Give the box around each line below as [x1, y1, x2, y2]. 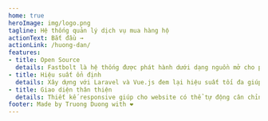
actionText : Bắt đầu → [8, 33, 84, 42]
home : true [8, 11, 45, 20]
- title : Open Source [8, 57, 81, 64]
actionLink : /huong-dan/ [8, 41, 91, 49]
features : [8, 49, 41, 57]
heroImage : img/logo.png [8, 19, 91, 27]
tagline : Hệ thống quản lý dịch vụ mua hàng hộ [8, 26, 170, 34]
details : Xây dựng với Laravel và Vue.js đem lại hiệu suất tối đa [15, 78, 245, 86]
